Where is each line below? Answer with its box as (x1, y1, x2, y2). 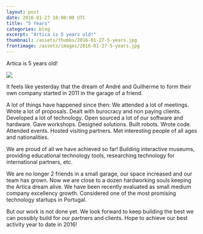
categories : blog (6, 26, 50, 32)
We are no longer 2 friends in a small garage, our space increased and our (6, 170, 193, 177)
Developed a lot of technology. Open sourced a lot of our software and (6, 114, 184, 121)
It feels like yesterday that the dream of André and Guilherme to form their (6, 83, 191, 90)
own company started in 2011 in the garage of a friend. (6, 89, 143, 96)
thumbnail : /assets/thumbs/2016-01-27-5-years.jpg (6, 37, 137, 43)
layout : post (6, 9, 40, 15)
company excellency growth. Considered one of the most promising (6, 190, 176, 197)
